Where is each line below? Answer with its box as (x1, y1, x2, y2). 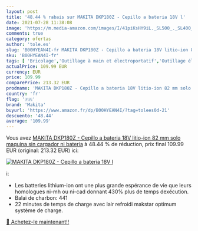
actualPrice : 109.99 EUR (6, 63, 67, 70)
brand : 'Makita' (6, 101, 46, 108)
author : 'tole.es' (6, 42, 51, 48)
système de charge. (14, 207, 64, 214)
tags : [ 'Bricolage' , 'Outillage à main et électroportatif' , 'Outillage (6, 58, 186, 64)
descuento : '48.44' (6, 113, 54, 118)
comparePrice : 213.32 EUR (6, 80, 70, 86)
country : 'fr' (6, 91, 41, 97)
